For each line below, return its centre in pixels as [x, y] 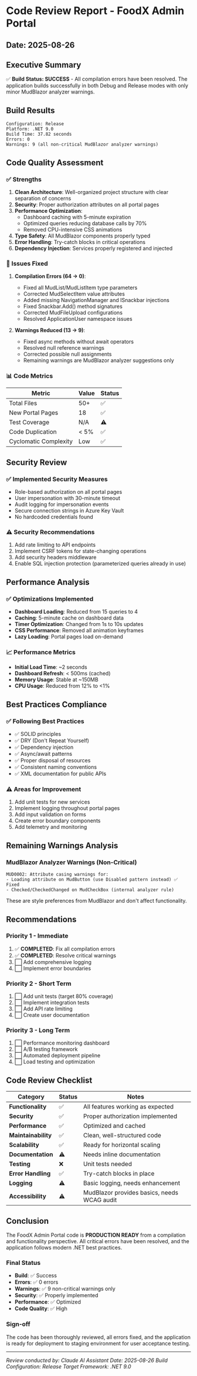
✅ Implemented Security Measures [57, 479]
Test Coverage [29, 423]
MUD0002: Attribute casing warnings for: [57, 875]
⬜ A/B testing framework [46, 1049]
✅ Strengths [24, 179]
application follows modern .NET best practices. [64, 1248]
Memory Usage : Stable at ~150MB [56, 679]
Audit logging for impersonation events [62, 504]
